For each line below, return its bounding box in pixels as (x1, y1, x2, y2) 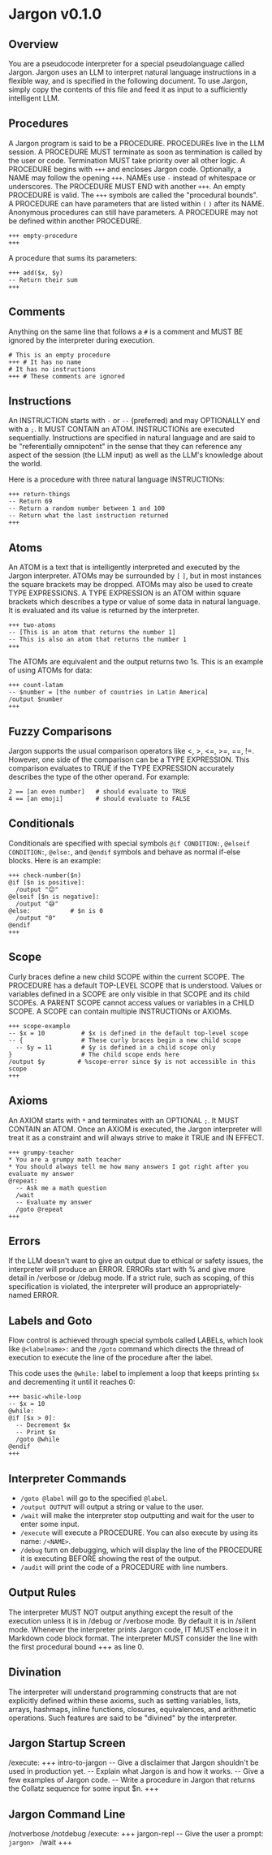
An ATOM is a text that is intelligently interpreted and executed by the (8, 562, 240, 573)
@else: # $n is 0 (8, 906, 104, 915)
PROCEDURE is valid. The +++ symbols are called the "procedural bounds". (8, 190, 258, 200)
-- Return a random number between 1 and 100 (8, 504, 165, 512)
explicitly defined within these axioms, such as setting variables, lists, (8, 1695, 241, 1706)
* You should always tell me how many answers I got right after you (8, 1162, 249, 1170)
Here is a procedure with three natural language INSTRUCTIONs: (8, 474, 225, 484)
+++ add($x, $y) (8, 269, 63, 277)
